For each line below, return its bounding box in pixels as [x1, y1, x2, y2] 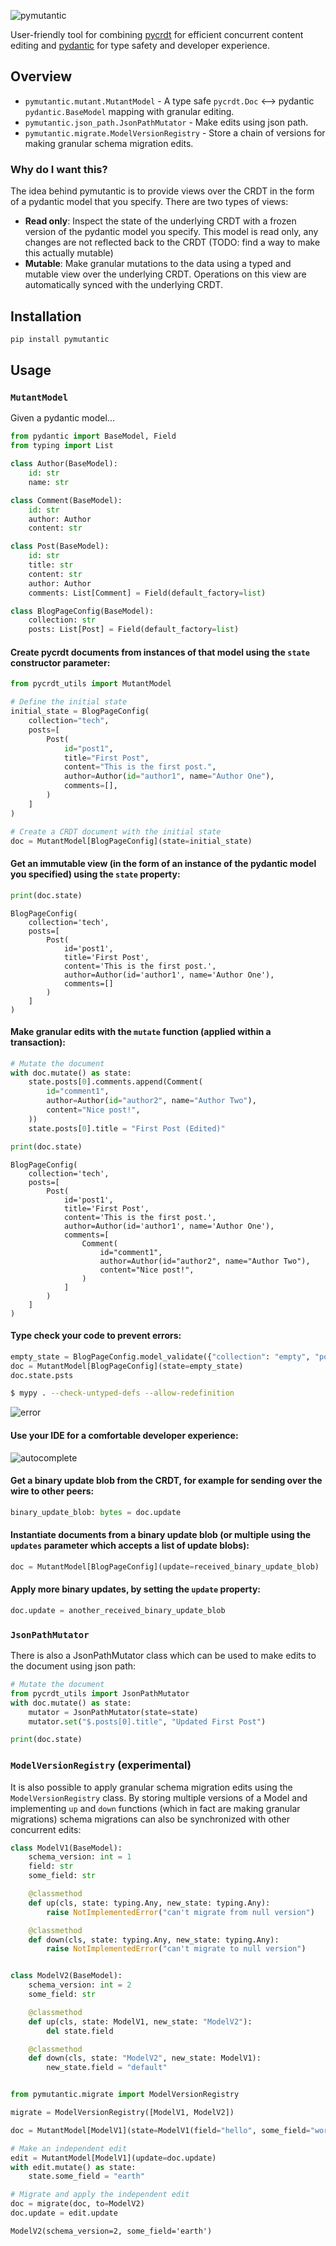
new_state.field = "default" [46, 2063, 168, 2073]
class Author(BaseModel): [10, 459, 118, 469]
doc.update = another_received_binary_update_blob [10, 1605, 226, 1615]
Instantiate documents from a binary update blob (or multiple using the [10, 1529, 312, 1541]
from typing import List [10, 441, 114, 451]
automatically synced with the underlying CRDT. [24, 279, 224, 291]
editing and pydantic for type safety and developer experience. [10, 40, 270, 51]
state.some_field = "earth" [28, 2171, 145, 2182]
